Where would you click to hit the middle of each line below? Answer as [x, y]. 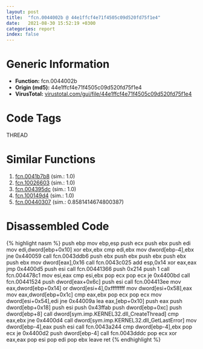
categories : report [31, 29]
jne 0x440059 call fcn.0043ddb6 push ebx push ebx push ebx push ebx [96, 256]
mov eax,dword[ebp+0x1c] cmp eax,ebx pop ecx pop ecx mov [84, 295]
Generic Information [58, 64]
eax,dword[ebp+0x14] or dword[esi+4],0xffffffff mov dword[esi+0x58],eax [99, 288]
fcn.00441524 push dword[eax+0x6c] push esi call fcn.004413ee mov [94, 281]
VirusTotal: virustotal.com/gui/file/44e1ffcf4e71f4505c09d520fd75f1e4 [103, 94]
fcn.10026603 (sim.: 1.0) [45, 183]
